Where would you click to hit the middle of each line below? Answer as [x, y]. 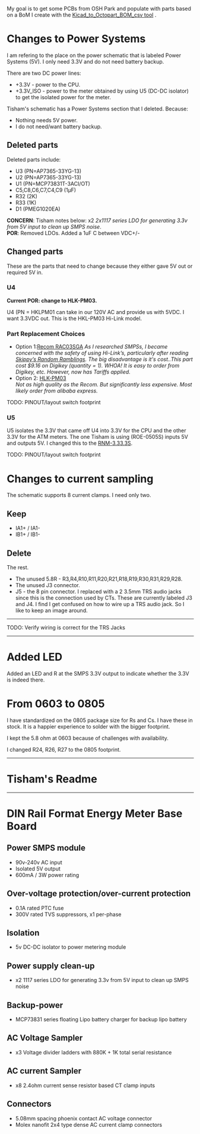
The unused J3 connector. [48, 585]
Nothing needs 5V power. [46, 120]
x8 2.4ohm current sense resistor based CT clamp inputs [85, 1085]
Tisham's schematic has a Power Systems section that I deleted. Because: [98, 109]
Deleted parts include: [34, 159]
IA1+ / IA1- [28, 528]
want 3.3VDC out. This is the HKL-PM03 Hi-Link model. [74, 318]
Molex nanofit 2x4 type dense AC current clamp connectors [89, 1125]
